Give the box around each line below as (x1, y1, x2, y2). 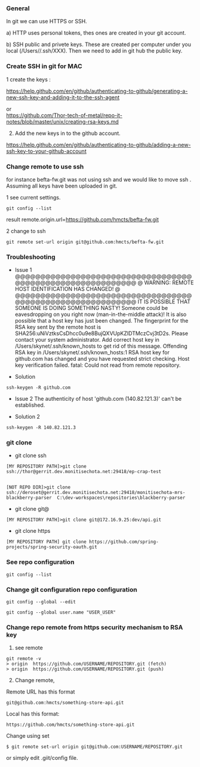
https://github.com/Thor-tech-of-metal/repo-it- (6, 112, 122, 119)
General (6, 4, 30, 13)
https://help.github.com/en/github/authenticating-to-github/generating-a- (6, 87, 188, 94)
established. (14, 401, 45, 409)
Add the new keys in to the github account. (14, 130, 121, 137)
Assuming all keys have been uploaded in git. (6, 182, 118, 189)
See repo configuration (6, 558, 75, 566)
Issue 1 (14, 266, 32, 274)
